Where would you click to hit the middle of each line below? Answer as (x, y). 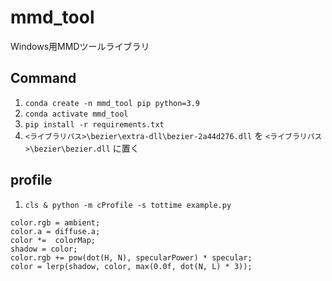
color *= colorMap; (53, 240)
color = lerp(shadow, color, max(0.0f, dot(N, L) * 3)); (131, 266)
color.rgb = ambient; (55, 222)
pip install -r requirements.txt (94, 124)
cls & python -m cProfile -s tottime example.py (128, 205)
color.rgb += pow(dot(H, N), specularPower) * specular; (131, 257)
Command (43, 78)
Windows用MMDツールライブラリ (80, 46)
